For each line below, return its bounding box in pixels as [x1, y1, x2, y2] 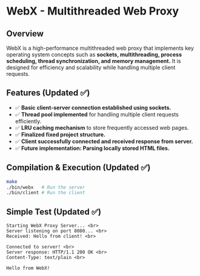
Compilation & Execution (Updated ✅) [6, 163, 151, 173]
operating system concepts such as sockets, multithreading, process [6, 51, 182, 58]
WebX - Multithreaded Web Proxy [6, 4, 179, 18]
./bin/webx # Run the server [6, 184, 85, 190]
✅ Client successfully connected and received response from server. [15, 138, 193, 145]
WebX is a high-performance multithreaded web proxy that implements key [6, 44, 194, 52]
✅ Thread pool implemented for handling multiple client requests [15, 110, 179, 118]
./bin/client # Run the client [6, 190, 85, 196]
